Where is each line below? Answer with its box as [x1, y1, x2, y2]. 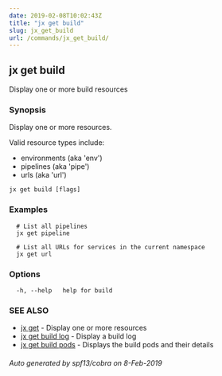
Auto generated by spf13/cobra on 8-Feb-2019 [9, 358, 162, 367]
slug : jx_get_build [9, 26, 74, 34]
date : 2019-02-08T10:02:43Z [9, 11, 103, 20]
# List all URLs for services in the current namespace [16, 243, 205, 251]
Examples [9, 204, 49, 215]
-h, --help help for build [16, 286, 113, 295]
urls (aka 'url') [20, 170, 67, 180]
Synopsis [9, 104, 46, 116]
